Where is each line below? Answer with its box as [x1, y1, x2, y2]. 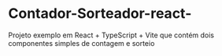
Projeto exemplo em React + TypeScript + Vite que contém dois [8, 30, 215, 40]
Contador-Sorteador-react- [8, 5, 192, 23]
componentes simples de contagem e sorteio [8, 38, 155, 47]
